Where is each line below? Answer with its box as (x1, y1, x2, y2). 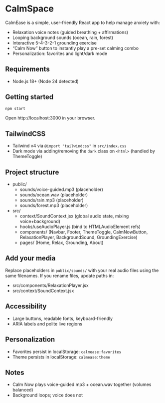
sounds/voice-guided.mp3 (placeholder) (19, 186, 104, 192)
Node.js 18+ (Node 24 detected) (12, 78, 79, 84)
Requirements (5, 65, 50, 73)
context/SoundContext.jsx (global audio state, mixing (19, 213, 129, 219)
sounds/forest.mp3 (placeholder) (19, 202, 88, 208)
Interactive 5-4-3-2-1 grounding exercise (12, 39, 97, 45)
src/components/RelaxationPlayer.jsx (12, 282, 89, 288)
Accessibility (5, 302, 47, 310)
